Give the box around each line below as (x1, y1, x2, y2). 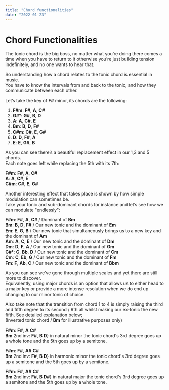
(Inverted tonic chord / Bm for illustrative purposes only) (5, 317, 122, 323)
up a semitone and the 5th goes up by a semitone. (5, 359, 110, 365)
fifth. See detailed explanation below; (5, 312, 83, 318)
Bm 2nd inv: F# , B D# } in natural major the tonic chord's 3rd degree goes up (5, 374, 164, 380)
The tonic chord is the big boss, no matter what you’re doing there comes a (5, 51, 162, 57)
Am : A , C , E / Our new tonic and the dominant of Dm (5, 238, 115, 244)
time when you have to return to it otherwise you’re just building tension (5, 56, 155, 62)
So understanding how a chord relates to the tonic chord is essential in (5, 72, 153, 78)
